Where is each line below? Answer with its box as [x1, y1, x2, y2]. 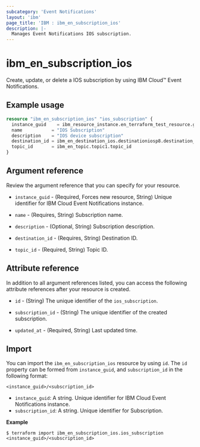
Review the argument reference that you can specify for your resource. [6, 182, 180, 189]
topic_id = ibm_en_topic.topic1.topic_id [11, 144, 132, 150]
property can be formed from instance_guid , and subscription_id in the [6, 366, 183, 373]
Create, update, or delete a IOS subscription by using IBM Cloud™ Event [6, 76, 182, 84]
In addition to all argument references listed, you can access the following [6, 279, 187, 286]
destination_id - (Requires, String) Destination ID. [14, 234, 138, 241]
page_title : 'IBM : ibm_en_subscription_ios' [6, 20, 121, 26]
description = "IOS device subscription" [11, 133, 124, 139]
